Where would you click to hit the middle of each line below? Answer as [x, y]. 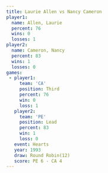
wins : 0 [21, 34]
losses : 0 [23, 67]
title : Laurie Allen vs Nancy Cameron [54, 12]
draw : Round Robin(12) [42, 155]
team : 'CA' [33, 84]
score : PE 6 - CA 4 [38, 161]
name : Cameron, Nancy [38, 51]
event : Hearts [31, 144]
